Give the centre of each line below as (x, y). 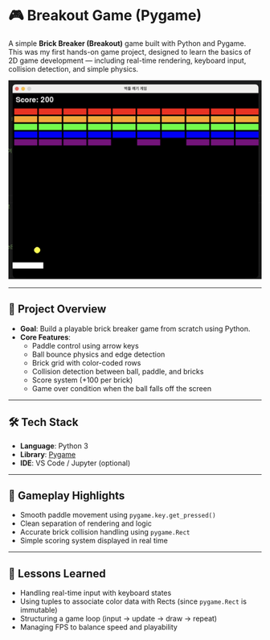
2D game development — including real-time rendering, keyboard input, (127, 60)
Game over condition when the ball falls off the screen (121, 388)
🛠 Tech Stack (43, 422)
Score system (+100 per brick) (82, 380)
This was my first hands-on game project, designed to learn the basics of (130, 52)
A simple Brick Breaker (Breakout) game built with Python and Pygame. (127, 43)
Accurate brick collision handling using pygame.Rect (105, 532)
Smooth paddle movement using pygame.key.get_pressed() (118, 515)
